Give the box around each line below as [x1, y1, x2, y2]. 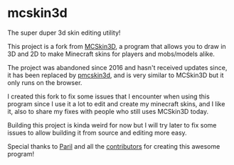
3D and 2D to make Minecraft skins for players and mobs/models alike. [7, 50, 216, 58]
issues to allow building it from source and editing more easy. [7, 128, 187, 137]
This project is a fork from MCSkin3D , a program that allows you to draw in [7, 42, 226, 50]
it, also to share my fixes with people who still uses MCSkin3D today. [7, 107, 208, 115]
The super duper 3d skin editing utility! [7, 28, 121, 37]
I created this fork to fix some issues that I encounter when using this [7, 92, 210, 101]
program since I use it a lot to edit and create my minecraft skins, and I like [7, 99, 225, 108]
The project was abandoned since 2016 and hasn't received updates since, [7, 63, 228, 72]
